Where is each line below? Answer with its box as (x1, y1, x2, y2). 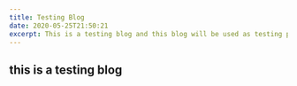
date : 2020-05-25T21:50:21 (9, 21, 109, 30)
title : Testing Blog (9, 12, 86, 22)
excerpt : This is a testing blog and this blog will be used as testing (9, 29, 283, 38)
